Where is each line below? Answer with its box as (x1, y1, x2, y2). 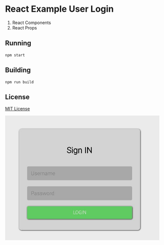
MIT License (5, 106, 30, 112)
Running (5, 39, 32, 48)
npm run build (5, 79, 34, 84)
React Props (12, 24, 37, 30)
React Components (12, 20, 51, 25)
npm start (5, 52, 25, 57)
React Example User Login (5, 3, 114, 15)
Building (5, 66, 31, 74)
